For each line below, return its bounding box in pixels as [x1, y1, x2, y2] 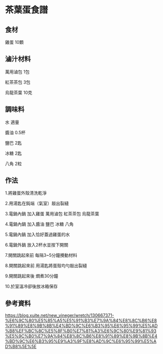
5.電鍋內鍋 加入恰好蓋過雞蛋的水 [5, 231, 70, 237]
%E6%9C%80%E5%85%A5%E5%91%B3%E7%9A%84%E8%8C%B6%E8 [5, 318, 157, 324]
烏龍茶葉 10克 [5, 89, 33, 95]
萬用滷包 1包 [5, 69, 30, 75]
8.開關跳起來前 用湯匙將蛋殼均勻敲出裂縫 [5, 263, 87, 269]
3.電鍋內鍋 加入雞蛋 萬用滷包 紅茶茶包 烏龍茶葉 [5, 211, 100, 217]
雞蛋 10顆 [5, 40, 24, 45]
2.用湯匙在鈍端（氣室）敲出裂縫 [5, 201, 69, 207]
